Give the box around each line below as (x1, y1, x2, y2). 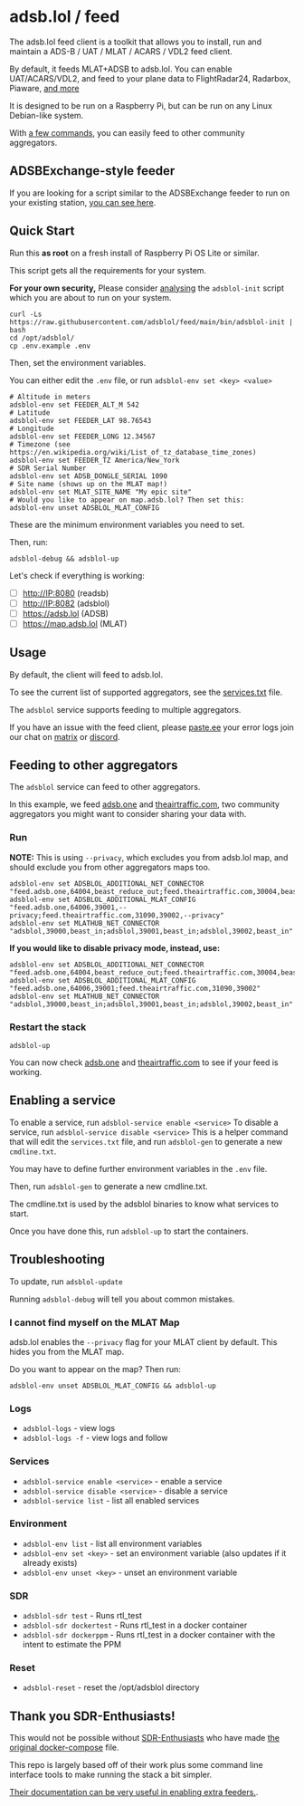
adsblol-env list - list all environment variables (22, 1538, 203, 1549)
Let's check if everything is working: (9, 570, 145, 581)
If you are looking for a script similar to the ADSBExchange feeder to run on (9, 187, 290, 198)
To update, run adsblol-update (9, 1275, 124, 1287)
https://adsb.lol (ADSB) (22, 608, 109, 619)
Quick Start (9, 224, 75, 239)
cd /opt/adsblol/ (9, 333, 75, 342)
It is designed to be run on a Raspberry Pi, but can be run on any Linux (9, 100, 273, 110)
